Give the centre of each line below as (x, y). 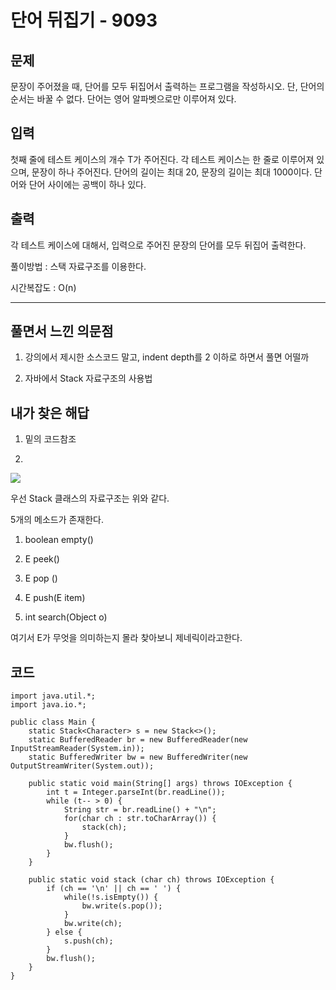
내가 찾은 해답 (50, 412)
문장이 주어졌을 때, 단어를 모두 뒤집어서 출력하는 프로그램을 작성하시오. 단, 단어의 (167, 86)
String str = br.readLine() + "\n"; (140, 810)
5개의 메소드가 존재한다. (57, 520)
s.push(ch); (88, 941)
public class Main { (53, 722)
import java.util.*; (53, 696)
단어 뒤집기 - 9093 (84, 20)
